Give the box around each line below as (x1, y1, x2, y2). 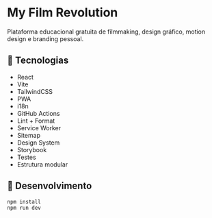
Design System (16, 138, 60, 147)
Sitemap (16, 131, 41, 139)
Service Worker (16, 123, 62, 132)
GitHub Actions (16, 109, 60, 117)
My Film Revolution (7, 5, 118, 21)
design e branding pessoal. (7, 34, 84, 43)
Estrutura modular (16, 160, 68, 169)
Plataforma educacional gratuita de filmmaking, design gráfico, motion (7, 27, 206, 36)
